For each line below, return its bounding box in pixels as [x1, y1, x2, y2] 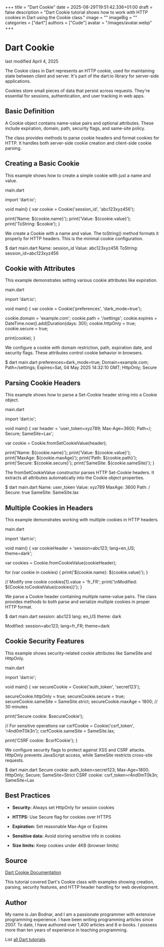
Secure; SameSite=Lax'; [5, 431, 54, 437]
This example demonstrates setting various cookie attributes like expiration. [5, 277, 158, 283]
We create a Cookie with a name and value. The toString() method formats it [5, 230, 159, 236]
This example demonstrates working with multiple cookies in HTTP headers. [5, 517, 159, 522]
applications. [5, 78, 31, 84]
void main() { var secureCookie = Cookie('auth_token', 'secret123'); [5, 683, 141, 690]
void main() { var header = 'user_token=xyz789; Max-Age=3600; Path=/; [5, 426, 152, 432]
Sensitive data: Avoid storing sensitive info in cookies [12, 833, 121, 839]
